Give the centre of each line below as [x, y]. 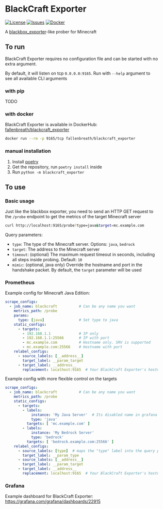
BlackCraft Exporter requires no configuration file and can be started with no [81, 59]
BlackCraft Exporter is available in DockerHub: [51, 125]
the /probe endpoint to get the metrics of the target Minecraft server [73, 217]
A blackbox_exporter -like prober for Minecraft [51, 32]
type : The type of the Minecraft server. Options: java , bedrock [73, 244]
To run [15, 47]
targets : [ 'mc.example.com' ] [58, 424]
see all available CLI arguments [36, 78]
